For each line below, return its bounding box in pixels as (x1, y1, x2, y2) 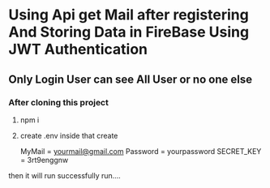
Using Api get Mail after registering (8, 6, 249, 24)
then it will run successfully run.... (8, 170, 122, 180)
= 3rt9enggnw (19, 155, 69, 164)
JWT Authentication (8, 41, 148, 58)
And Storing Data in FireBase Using (8, 23, 250, 41)
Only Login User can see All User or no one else (8, 72, 253, 86)
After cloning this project (8, 96, 109, 108)
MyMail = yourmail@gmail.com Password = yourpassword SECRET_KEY (19, 146, 262, 156)
